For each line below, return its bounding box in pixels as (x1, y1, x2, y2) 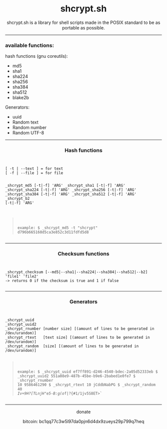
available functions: (5, 42, 54, 49)
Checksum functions (58, 250, 109, 257)
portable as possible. (62, 24, 105, 30)
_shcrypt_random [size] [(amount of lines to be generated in (5, 344, 139, 349)
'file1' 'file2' (5, 274, 39, 279)
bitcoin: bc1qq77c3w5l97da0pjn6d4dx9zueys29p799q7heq (22, 419, 145, 425)
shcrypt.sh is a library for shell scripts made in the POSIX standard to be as (6, 19, 161, 25)
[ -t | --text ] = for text (5, 166, 64, 171)
